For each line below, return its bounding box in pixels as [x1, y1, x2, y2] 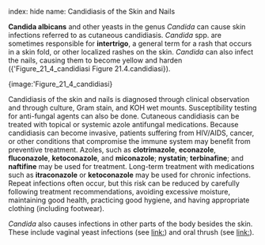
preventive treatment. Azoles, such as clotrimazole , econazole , [8, 145, 216, 154]
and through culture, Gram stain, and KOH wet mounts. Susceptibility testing [8, 103, 257, 112]
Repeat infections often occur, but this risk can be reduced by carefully [8, 179, 240, 188]
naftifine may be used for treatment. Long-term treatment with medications [8, 162, 255, 171]
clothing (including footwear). [8, 204, 105, 213]
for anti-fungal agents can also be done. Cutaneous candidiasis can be [8, 111, 240, 121]
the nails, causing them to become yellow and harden [8, 55, 183, 65]
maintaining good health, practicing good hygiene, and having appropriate [8, 195, 250, 205]
